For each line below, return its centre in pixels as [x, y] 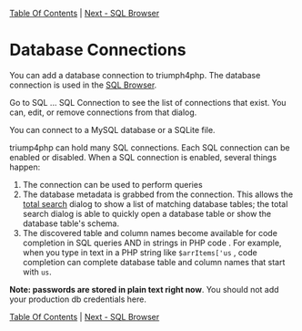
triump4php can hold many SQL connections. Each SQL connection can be [150, 147]
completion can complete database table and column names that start [154, 262]
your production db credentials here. [78, 299]
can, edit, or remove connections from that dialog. [103, 112]
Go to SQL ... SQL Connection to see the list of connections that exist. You [148, 102]
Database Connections [98, 50]
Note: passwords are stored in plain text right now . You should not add [144, 289]
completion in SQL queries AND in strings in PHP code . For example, [152, 243]
